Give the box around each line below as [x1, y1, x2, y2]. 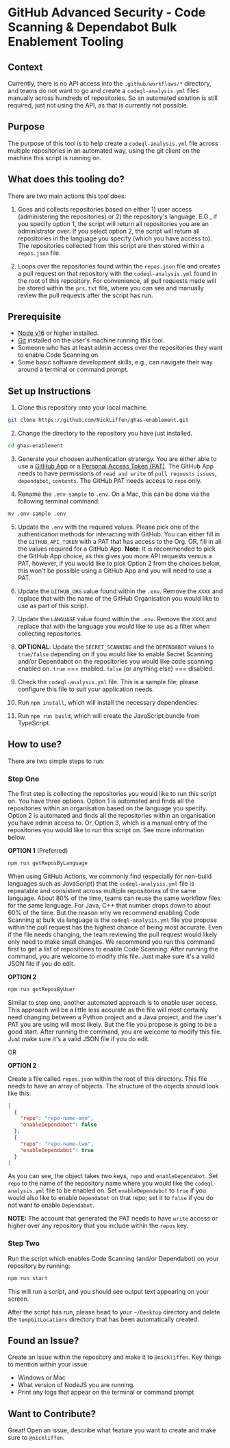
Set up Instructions [8, 385, 91, 397]
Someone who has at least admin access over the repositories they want [17, 344, 223, 352]
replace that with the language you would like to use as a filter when [17, 622, 210, 630]
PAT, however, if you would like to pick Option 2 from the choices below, [17, 559, 221, 567]
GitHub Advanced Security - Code [8, 5, 206, 21]
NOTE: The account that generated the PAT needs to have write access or [8, 1214, 218, 1223]
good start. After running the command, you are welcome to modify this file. [8, 1027, 222, 1036]
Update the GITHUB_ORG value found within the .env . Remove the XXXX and [17, 587, 223, 595]
